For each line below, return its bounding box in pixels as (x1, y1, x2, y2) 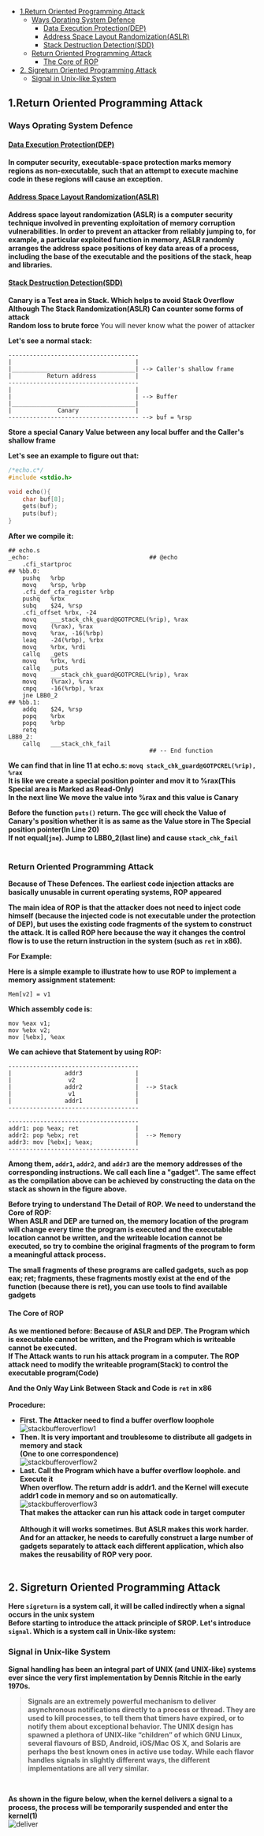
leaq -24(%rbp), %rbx (22, 637, 104, 645)
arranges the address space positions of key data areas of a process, (8, 243, 240, 252)
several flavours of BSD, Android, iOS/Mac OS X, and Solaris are (27, 1738, 241, 1748)
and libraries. (8, 260, 53, 269)
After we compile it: (8, 532, 74, 541)
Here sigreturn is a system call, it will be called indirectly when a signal (8, 1602, 246, 1611)
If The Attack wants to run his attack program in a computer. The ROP (8, 1351, 240, 1360)
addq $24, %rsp (22, 705, 83, 713)
